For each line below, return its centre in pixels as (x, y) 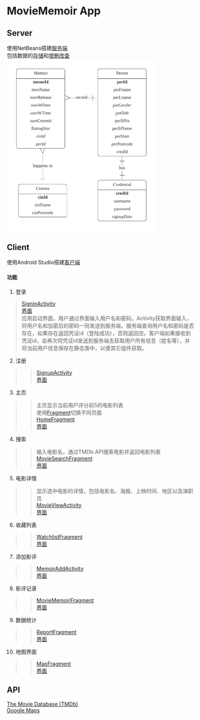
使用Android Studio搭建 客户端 (44, 262)
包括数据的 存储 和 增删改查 (38, 56)
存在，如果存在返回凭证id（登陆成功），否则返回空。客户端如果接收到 (106, 333)
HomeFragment (56, 419)
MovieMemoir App (54, 11)
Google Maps (23, 710)
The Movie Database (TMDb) (42, 704)
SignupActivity (54, 373)
